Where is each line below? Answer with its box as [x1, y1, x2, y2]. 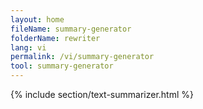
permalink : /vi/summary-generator [10, 52, 155, 62]
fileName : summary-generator [10, 24, 132, 34]
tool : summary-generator [10, 61, 114, 71]
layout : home [10, 14, 65, 25]
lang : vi [10, 42, 47, 53]
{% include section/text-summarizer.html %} [10, 89, 194, 100]
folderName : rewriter [10, 33, 101, 43]
